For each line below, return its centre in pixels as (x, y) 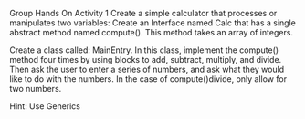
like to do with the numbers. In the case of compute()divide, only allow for (148, 79)
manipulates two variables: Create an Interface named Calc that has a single (153, 23)
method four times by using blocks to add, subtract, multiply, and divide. (146, 59)
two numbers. (36, 89)
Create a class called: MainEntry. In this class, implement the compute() (144, 50)
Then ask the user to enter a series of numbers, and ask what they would (147, 69)
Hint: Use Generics (45, 106)
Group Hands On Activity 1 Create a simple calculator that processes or (143, 13)
